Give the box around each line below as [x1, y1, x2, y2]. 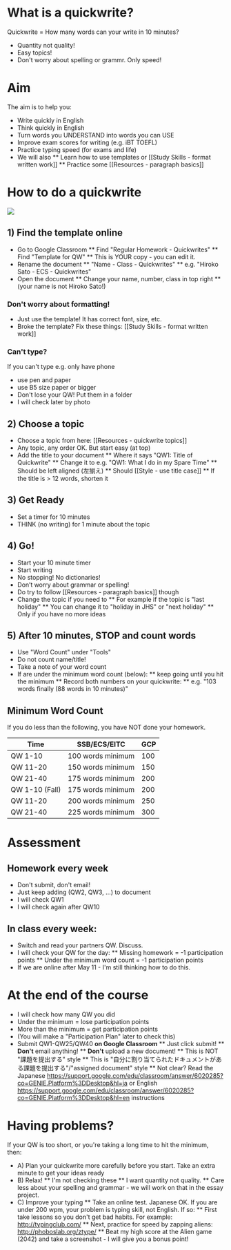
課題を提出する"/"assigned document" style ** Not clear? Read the [23, 1064, 214, 1072]
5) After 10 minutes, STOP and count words [7, 630, 197, 642]
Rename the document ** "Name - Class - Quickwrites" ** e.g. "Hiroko [17, 260, 219, 268]
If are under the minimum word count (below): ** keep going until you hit [17, 670, 224, 679]
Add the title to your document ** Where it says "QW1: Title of [17, 451, 193, 460]
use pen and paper [17, 376, 71, 384]
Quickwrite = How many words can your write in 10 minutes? [7, 28, 179, 36]
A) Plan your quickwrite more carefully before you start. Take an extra [17, 1161, 216, 1169]
